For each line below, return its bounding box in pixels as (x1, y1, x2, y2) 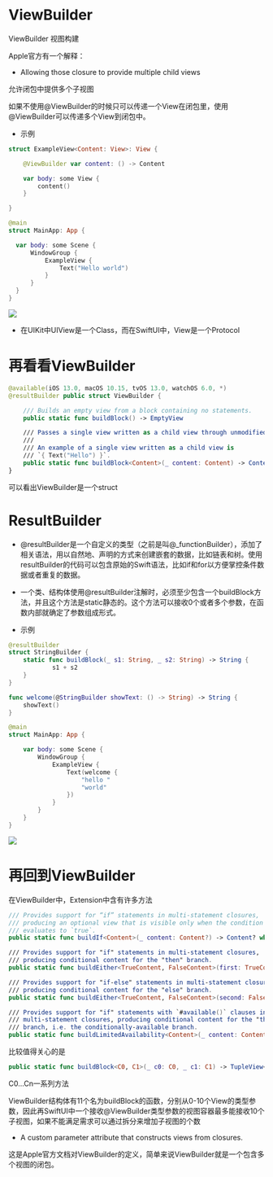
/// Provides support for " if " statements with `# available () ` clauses (8, 1008, 256, 1017)
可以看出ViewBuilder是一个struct (8, 482, 118, 492)
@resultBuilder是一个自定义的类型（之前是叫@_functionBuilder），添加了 (19, 539, 262, 549)
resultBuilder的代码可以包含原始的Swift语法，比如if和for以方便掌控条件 (19, 559, 258, 569)
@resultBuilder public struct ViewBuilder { (8, 392, 162, 400)
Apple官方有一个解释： (8, 50, 85, 60)
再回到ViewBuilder (8, 867, 136, 885)
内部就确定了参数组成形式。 (27, 607, 120, 617)
